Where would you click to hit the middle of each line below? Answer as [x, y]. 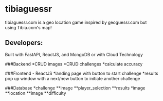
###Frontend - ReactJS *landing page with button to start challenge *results [82, 73]
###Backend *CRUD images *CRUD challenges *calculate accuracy [74, 64]
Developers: [24, 43]
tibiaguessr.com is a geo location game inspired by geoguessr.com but [76, 22]
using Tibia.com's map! [28, 27]
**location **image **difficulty [36, 93]
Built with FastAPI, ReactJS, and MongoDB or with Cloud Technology [74, 54]
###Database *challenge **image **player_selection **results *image [75, 88]
